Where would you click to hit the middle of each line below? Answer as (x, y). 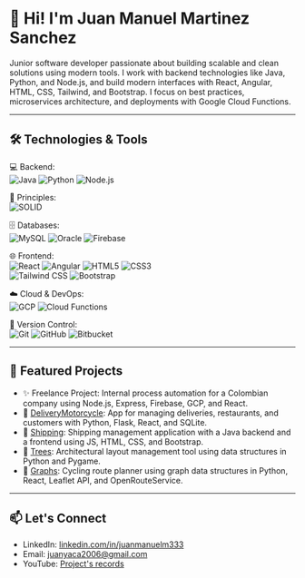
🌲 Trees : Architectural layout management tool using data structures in (155, 451)
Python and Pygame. (62, 461)
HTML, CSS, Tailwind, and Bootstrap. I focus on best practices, (127, 92)
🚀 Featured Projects (66, 371)
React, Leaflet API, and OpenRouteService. (103, 480)
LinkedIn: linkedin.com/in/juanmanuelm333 (103, 544)
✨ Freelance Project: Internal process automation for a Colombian (145, 393)
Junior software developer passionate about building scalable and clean (144, 63)
